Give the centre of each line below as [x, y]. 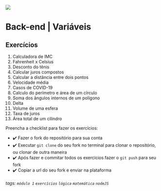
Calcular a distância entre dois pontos [51, 77]
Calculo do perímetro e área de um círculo [55, 93]
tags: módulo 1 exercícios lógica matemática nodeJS [57, 183]
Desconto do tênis [31, 67]
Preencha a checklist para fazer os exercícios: [52, 128]
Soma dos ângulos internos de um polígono [56, 98]
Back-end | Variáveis [48, 27]
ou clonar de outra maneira [40, 152]
